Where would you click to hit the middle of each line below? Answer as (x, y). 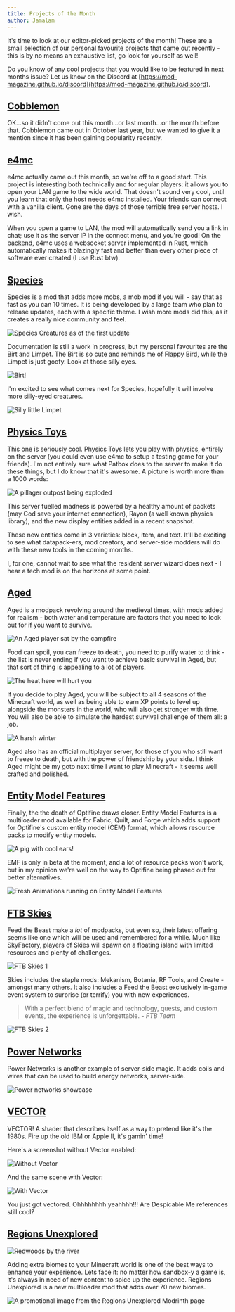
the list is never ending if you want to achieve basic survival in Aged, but (112, 659)
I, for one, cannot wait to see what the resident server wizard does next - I (114, 563)
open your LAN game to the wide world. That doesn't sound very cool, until (116, 192)
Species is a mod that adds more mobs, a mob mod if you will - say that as (115, 297)
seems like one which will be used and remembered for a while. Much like (114, 938)
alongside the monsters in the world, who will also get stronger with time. (113, 709)
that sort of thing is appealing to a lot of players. (76, 667)
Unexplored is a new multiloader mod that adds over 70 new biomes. (107, 1287)
